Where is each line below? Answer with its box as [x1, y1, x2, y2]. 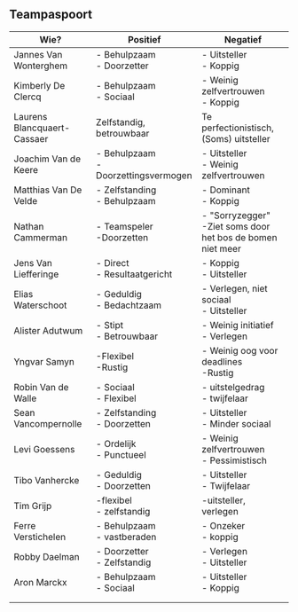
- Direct [96, 256, 129, 269]
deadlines [201, 355, 243, 367]
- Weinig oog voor [201, 344, 278, 357]
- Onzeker [201, 519, 246, 531]
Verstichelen [13, 530, 67, 543]
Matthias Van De [13, 184, 82, 196]
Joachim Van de [13, 153, 82, 165]
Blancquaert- [13, 122, 71, 134]
